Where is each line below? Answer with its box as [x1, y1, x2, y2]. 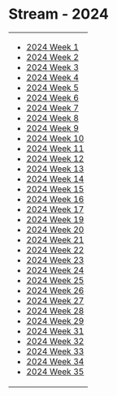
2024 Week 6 [26, 92, 80, 103]
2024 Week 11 [26, 143, 84, 154]
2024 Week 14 [26, 173, 84, 184]
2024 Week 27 [26, 295, 84, 306]
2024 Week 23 [26, 254, 84, 265]
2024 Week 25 [26, 274, 84, 286]
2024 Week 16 [26, 193, 84, 204]
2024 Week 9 [26, 123, 80, 134]
